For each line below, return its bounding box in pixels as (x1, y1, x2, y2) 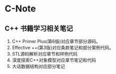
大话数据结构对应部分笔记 (12, 63, 65, 69)
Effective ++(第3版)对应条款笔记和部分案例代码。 (12, 44, 114, 50)
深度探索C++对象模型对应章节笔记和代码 (12, 57, 96, 63)
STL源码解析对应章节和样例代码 (12, 51, 78, 56)
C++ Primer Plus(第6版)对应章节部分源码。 (12, 38, 101, 44)
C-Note (5, 3, 36, 14)
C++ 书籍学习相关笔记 (5, 24, 73, 32)
